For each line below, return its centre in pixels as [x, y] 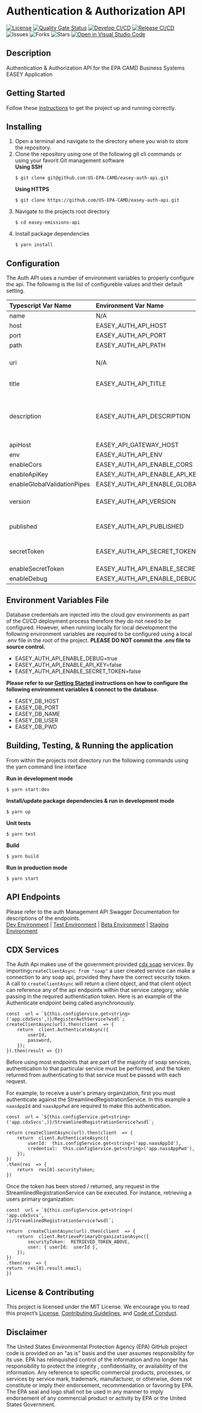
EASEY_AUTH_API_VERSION [136, 501]
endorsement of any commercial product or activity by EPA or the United [96, 1398]
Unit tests [19, 823]
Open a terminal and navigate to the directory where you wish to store [102, 141]
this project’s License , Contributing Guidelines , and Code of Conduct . [92, 1313]
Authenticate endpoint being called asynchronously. [71, 1003]
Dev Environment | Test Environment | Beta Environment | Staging [87, 924]
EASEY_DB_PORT [37, 707]
